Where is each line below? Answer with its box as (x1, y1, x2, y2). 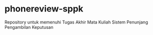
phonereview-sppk (4, 3, 84, 14)
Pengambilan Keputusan (4, 24, 54, 30)
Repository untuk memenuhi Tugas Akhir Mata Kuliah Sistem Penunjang (4, 19, 148, 25)
